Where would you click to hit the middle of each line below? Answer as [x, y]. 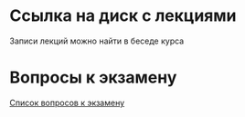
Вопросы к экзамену [93, 78]
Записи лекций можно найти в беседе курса [97, 41]
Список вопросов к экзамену [67, 102]
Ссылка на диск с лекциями [123, 16]
